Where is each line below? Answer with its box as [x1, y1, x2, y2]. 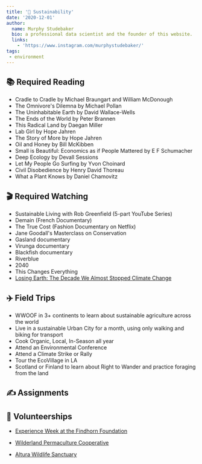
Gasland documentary [14, 236, 71, 243]
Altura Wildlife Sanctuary [14, 451, 77, 458]
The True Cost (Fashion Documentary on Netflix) [14, 223, 136, 230]
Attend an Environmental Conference [14, 344, 107, 351]
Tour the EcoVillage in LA [14, 357, 78, 364]
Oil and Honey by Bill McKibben [14, 141, 94, 148]
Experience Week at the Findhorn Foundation [14, 427, 128, 435]
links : [11, 37, 28, 43]
